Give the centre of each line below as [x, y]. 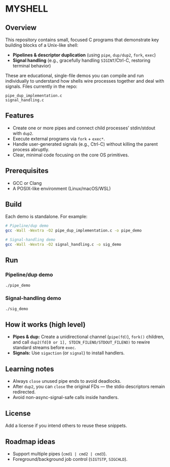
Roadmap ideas [30, 441]
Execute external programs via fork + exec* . [59, 139]
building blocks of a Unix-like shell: [42, 45]
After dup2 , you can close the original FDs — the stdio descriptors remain [89, 387]
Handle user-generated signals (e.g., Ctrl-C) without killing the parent [85, 144]
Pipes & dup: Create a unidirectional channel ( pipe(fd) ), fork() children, [89, 337]
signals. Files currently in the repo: [41, 86]
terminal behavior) [32, 66]
